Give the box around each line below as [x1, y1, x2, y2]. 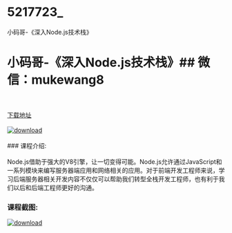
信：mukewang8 [7, 72, 105, 88]
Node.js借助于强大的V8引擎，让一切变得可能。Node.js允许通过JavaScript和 [7, 157, 222, 166]
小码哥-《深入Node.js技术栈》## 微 [7, 55, 211, 71]
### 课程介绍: [7, 141, 47, 149]
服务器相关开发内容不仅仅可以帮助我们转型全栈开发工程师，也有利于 [25, 174, 219, 183]
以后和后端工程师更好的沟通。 [12, 183, 98, 192]
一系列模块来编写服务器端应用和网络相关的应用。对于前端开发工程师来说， [7, 166, 219, 174]
